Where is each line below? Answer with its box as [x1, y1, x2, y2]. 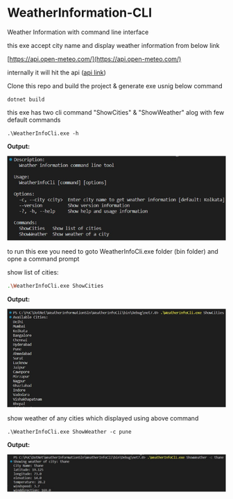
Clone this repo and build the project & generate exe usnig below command [7, 81, 223, 90]
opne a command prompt [7, 254, 80, 263]
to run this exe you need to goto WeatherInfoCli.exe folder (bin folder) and [7, 247, 218, 255]
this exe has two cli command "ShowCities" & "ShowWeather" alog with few [7, 108, 225, 116]
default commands [7, 115, 61, 124]
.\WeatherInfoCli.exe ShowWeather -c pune [7, 428, 132, 435]
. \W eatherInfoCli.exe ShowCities [7, 282, 104, 289]
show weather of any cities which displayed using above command [7, 414, 199, 422]
